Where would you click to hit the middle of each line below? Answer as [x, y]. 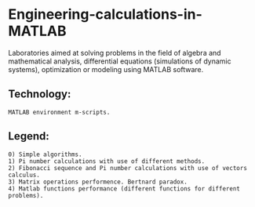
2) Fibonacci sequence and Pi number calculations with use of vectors [127, 168]
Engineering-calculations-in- [105, 15]
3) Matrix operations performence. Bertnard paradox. [98, 182]
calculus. [24, 175]
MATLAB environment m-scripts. [59, 112]
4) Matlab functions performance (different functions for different [124, 189]
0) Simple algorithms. [45, 154]
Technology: [40, 94]
